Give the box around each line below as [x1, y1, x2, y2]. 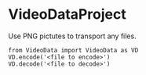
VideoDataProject [8, 5, 127, 23]
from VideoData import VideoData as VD [8, 46, 139, 54]
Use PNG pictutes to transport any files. [8, 31, 137, 41]
